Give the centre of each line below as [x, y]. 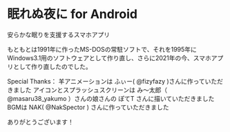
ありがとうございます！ [40, 122]
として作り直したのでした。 [52, 66]
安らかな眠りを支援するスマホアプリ [59, 35]
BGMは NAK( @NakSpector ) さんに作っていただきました [88, 107]
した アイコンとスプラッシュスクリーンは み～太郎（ [93, 90]
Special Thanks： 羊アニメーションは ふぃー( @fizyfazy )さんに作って [106, 81]
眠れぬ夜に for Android [73, 14]
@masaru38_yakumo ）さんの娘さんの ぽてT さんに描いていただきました [111, 98]
